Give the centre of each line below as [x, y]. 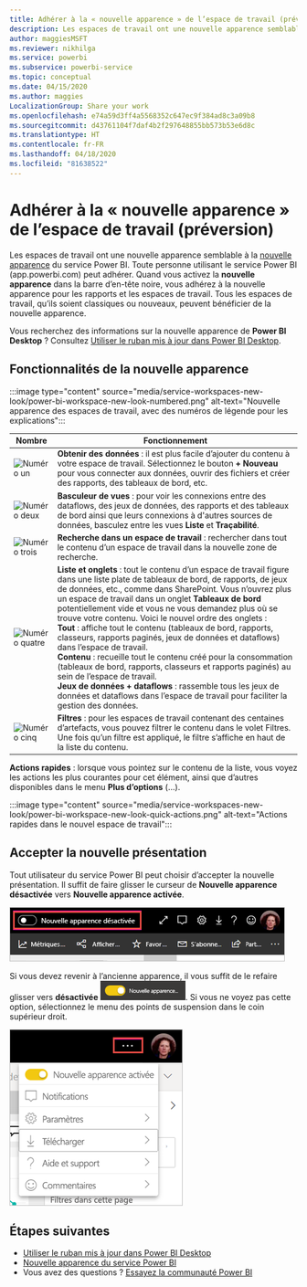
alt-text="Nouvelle [245, 401]
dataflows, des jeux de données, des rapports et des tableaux [173, 505]
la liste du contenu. [93, 747]
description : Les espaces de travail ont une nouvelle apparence [136, 29]
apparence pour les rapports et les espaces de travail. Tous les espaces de [151, 293]
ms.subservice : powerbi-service [71, 68]
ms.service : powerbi [49, 58]
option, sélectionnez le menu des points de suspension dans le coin [137, 1007]
